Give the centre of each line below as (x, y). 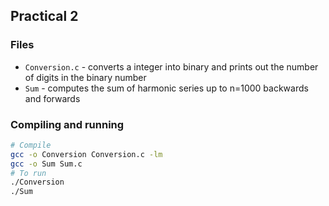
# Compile (31, 145)
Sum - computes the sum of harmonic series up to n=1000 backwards (166, 88)
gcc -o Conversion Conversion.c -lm (86, 154)
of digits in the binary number (85, 77)
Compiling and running (67, 124)
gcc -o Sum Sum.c (46, 164)
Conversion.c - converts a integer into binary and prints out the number (171, 66)
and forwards (52, 98)
